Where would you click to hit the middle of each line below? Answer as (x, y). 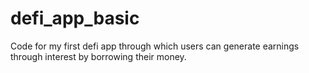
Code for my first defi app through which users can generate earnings (155, 46)
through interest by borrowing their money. (98, 56)
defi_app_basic (75, 18)
